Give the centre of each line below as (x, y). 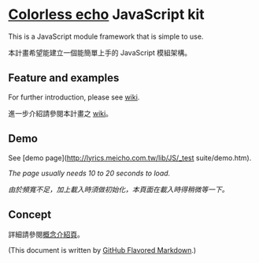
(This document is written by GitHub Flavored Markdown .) (102, 250)
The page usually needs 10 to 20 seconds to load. (89, 173)
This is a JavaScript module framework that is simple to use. (106, 36)
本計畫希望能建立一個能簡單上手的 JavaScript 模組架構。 (100, 52)
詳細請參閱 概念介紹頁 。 (46, 235)
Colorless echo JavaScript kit (106, 15)
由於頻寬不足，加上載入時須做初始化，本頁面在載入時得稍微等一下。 (118, 189)
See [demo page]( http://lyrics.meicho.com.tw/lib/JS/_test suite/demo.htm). (130, 158)
